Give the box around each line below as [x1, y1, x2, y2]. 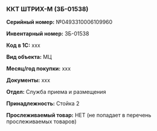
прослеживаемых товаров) [6, 118, 77, 125]
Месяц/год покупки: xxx [6, 65, 71, 72]
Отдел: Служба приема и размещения [6, 88, 106, 96]
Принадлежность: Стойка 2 [6, 100, 80, 107]
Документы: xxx [6, 77, 50, 84]
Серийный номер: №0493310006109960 [6, 19, 113, 26]
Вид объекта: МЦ [6, 53, 53, 61]
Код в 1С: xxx [6, 41, 40, 49]
